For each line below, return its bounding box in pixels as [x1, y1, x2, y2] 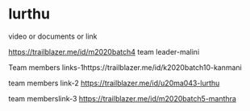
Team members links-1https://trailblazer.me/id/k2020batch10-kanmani [8, 62, 242, 72]
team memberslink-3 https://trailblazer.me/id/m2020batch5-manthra [8, 93, 236, 103]
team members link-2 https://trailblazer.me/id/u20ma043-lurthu [8, 78, 220, 88]
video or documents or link [8, 31, 98, 41]
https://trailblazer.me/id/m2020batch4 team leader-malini [8, 47, 200, 56]
